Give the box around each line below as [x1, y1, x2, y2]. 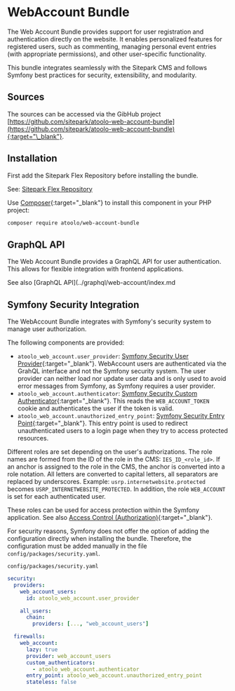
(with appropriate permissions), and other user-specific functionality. [7, 50, 207, 58]
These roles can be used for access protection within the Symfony [7, 506, 200, 514]
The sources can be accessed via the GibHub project [7, 109, 161, 118]
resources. [17, 434, 49, 443]
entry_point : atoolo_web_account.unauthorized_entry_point [25, 672, 202, 679]
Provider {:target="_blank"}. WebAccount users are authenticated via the [17, 359, 227, 368]
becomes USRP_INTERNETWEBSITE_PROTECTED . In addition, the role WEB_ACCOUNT [7, 485, 226, 493]
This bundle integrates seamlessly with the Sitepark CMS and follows [7, 63, 208, 72]
